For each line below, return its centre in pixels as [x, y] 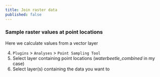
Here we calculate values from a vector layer [52, 43]
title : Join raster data [31, 10]
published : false [23, 15]
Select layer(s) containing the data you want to [61, 69]
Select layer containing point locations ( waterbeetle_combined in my [84, 58]
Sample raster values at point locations [54, 32]
